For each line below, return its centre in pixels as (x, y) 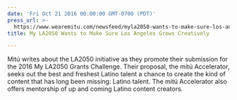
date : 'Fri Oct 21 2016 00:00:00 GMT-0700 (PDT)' (82, 14)
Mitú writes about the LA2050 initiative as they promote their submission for (117, 59)
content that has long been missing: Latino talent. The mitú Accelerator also (117, 82)
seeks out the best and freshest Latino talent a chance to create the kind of (116, 74)
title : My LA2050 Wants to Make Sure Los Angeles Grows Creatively (109, 33)
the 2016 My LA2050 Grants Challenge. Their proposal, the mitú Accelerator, (119, 66)
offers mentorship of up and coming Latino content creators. (95, 89)
